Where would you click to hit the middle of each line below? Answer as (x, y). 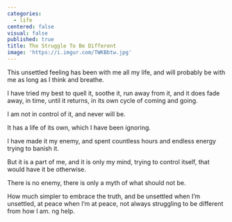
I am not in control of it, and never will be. (67, 114)
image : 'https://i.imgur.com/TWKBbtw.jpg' (69, 53)
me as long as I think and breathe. (56, 79)
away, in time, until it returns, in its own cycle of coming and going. (102, 100)
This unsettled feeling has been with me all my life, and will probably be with (116, 72)
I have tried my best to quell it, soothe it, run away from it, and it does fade (114, 93)
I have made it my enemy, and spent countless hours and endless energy (112, 141)
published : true (31, 40)
